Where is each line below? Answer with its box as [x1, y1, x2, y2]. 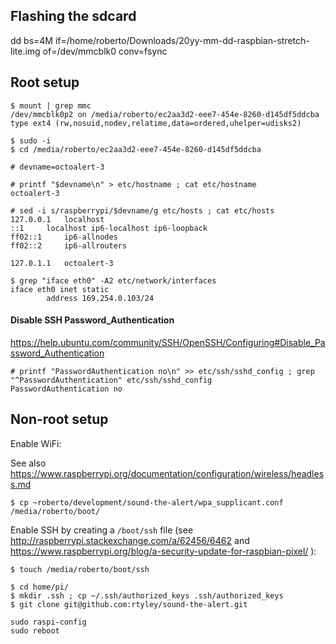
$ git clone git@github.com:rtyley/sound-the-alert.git [10, 599, 248, 609]
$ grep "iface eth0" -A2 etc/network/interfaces [10, 275, 217, 286]
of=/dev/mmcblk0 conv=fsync [42, 45, 168, 57]
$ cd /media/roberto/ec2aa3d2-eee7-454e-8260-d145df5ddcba [10, 144, 262, 154]
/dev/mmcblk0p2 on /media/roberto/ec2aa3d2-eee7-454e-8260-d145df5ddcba [10, 109, 320, 119]
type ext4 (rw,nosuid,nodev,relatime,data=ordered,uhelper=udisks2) [10, 118, 302, 128]
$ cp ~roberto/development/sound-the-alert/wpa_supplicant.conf [10, 497, 284, 508]
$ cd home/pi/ [10, 582, 70, 592]
